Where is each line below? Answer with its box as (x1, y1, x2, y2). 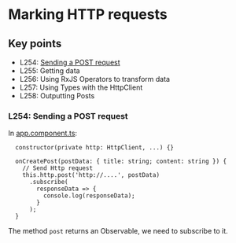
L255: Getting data (19, 66, 80, 75)
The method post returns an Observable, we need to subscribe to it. (8, 226, 228, 236)
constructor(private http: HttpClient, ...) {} (15, 144, 175, 152)
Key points (8, 37, 62, 50)
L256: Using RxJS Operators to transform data (19, 75, 171, 83)
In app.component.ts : (8, 128, 77, 138)
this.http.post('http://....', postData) (22, 171, 160, 179)
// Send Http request (22, 164, 93, 172)
